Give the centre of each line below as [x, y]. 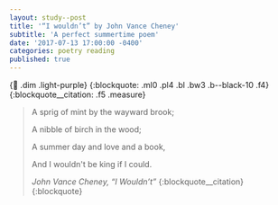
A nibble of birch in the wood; [86, 129]
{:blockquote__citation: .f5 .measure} [78, 94]
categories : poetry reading [62, 51]
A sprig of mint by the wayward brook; [102, 112]
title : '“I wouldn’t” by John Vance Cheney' [94, 26]
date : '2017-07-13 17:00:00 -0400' [76, 43]
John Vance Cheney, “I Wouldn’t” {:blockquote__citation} [138, 182]
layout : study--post [48, 18]
